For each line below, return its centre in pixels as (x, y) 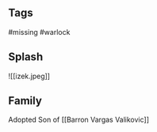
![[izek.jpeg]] (29, 76)
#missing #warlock (39, 32)
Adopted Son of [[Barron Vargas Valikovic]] (78, 120)
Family (25, 101)
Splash (26, 57)
